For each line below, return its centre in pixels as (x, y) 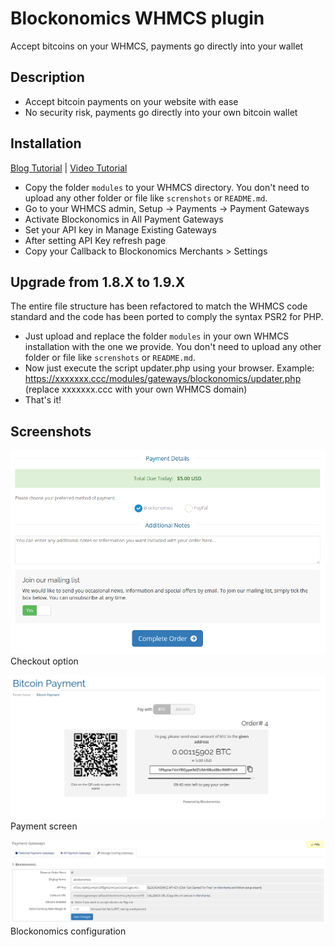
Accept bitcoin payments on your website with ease (131, 101)
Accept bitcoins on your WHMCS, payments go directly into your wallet (157, 46)
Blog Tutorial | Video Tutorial (69, 168)
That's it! (43, 400)
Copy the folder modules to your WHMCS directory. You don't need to (167, 187)
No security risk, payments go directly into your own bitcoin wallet (161, 112)
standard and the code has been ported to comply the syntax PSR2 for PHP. (167, 317)
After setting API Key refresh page (95, 240)
